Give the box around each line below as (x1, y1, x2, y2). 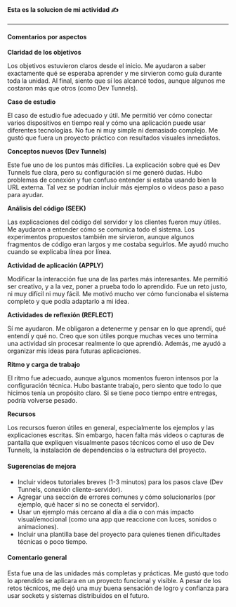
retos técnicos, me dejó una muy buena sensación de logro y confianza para (7, 584, 229, 592)
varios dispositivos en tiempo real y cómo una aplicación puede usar (7, 119, 206, 127)
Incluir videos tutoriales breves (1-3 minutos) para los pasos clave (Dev (17, 477, 223, 486)
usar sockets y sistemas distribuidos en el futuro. (7, 591, 150, 599)
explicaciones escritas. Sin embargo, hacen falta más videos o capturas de (7, 431, 225, 439)
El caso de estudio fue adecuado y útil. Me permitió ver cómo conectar (7, 112, 213, 120)
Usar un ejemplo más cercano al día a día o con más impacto (17, 507, 195, 516)
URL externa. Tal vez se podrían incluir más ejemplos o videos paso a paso (7, 183, 225, 192)
